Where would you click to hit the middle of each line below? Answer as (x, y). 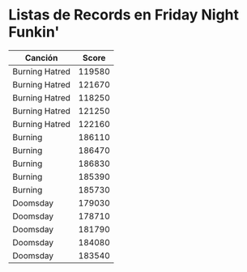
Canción (41, 57)
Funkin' (34, 32)
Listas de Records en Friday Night (124, 15)
